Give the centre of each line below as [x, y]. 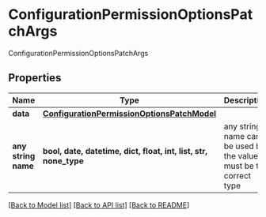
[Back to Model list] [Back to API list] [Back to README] [99, 205]
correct [237, 175]
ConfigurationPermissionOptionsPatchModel [129, 114]
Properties [35, 78]
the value [241, 155]
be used [239, 146]
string [24, 155]
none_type [63, 161]
